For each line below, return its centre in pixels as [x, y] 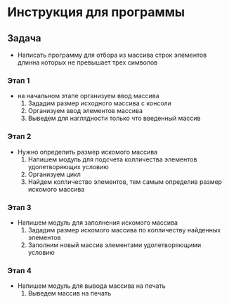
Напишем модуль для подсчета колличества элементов [112, 159]
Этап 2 [19, 136]
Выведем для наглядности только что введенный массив [114, 118]
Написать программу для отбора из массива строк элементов [112, 55]
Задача [24, 38]
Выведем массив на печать [69, 293]
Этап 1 [19, 80]
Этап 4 [19, 270]
